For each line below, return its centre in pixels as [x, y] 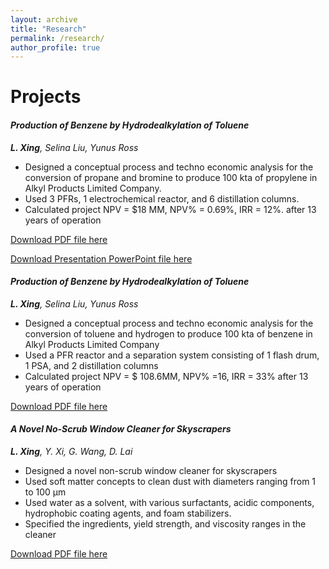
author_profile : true [55, 47]
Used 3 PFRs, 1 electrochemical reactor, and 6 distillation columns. [162, 198]
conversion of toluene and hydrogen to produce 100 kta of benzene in [168, 333]
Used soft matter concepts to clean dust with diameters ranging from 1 [170, 482]
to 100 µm [45, 492]
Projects [46, 97]
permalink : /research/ [57, 38]
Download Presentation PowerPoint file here [101, 258]
